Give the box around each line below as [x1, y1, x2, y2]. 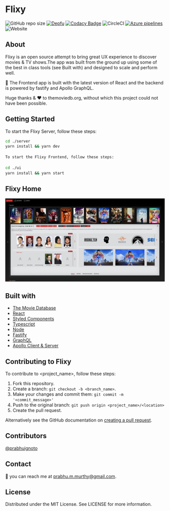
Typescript [12, 321, 35, 327]
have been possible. [5, 100, 48, 106]
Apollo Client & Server [12, 343, 59, 349]
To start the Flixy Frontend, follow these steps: [5, 155, 114, 160]
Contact [5, 460, 31, 469]
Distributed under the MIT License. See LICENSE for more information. [5, 501, 152, 507]
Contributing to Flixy [5, 357, 72, 366]
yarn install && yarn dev [5, 144, 60, 149]
